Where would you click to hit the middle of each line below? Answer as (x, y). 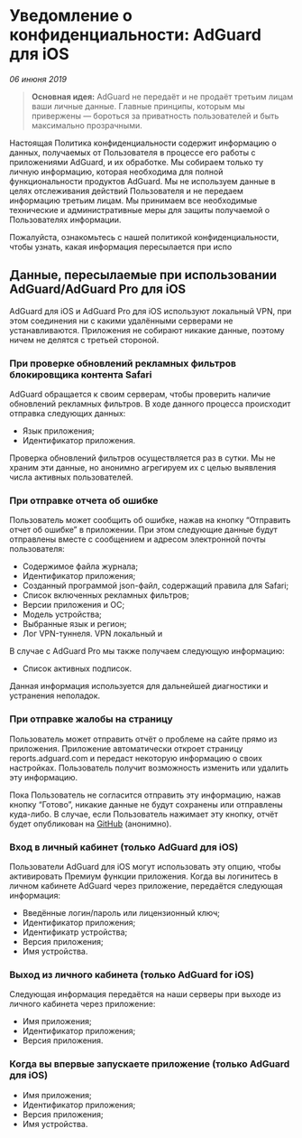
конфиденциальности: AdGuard (135, 35)
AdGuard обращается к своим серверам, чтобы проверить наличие (140, 395)
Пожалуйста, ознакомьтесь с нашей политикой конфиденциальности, (144, 237)
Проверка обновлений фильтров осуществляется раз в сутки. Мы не (142, 458)
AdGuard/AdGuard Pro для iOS (98, 289)
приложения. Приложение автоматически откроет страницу (126, 748)
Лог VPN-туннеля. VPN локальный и (92, 634)
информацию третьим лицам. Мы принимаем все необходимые (133, 201)
